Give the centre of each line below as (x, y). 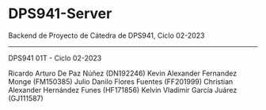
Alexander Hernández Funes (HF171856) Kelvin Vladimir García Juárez (123, 90)
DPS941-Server (60, 14)
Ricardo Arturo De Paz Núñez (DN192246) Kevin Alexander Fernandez (123, 73)
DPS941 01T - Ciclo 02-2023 (55, 58)
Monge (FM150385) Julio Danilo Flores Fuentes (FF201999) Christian (121, 81)
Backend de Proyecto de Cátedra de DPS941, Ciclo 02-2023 (106, 35)
